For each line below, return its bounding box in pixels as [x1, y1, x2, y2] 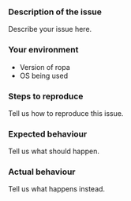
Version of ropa [19, 62, 71, 72]
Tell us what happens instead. [8, 184, 105, 194]
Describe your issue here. [8, 25, 92, 34]
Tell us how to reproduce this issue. [8, 108, 124, 118]
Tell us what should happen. [8, 146, 100, 157]
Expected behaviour [8, 128, 88, 139]
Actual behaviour [8, 166, 77, 177]
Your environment [8, 44, 79, 56]
